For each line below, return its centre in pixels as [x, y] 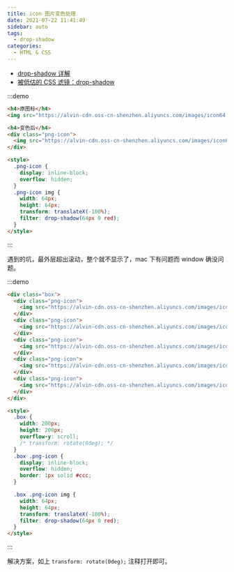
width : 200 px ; [40, 424]
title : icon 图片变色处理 [42, 14]
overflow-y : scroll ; [49, 437]
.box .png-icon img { [45, 495]
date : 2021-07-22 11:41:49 [46, 20]
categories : [24, 46]
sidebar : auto [28, 27]
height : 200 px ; [42, 430]
